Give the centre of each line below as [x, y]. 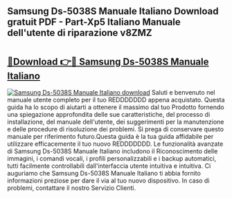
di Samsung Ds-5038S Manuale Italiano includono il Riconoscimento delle [113, 151]
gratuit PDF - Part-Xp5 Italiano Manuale [94, 22]
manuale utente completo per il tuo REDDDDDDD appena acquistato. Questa [116, 100]
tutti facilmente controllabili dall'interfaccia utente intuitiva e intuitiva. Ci [109, 166]
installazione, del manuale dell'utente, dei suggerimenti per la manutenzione [116, 122]
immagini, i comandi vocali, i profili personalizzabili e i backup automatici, [112, 159]
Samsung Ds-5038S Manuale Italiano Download [113, 11]
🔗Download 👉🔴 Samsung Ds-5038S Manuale [108, 61]
